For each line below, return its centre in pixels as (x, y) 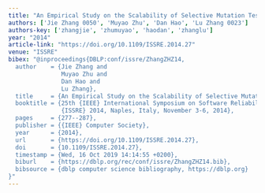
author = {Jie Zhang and (62, 67)
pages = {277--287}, (56, 118)
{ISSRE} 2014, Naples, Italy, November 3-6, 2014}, (148, 111)
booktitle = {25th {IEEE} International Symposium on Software (121, 103)
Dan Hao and (81, 81)
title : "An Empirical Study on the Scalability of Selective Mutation (127, 15)
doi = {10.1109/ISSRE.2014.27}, (79, 147)
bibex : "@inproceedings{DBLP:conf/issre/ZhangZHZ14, (97, 60)
